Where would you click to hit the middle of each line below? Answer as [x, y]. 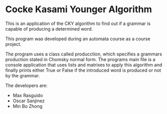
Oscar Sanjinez [29, 101]
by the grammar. [22, 75]
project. [14, 44]
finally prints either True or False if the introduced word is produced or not [83, 70]
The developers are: [26, 85]
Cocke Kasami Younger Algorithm [79, 9]
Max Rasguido [28, 95]
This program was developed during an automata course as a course [78, 39]
